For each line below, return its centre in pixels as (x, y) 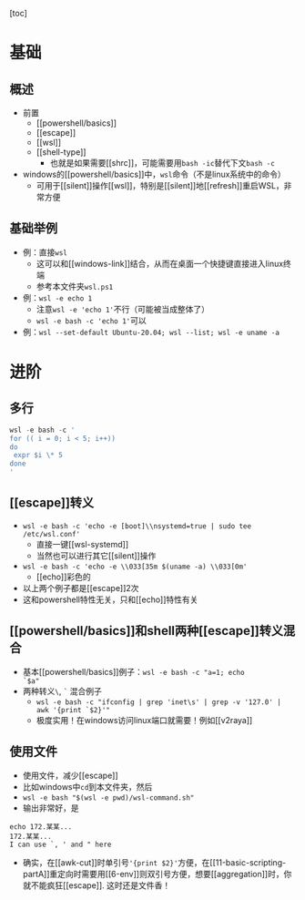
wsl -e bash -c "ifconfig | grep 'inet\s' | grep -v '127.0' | (159, 702)
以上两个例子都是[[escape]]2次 (81, 588)
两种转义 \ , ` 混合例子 (62, 690)
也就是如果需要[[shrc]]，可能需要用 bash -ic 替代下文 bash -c (162, 163)
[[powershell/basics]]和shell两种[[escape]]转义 (147, 631)
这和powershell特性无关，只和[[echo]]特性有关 (110, 599)
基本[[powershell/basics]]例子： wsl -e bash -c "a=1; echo (133, 671)
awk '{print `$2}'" (73, 710)
